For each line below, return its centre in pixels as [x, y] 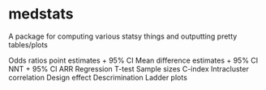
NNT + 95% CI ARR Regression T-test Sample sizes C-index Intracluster [129, 68]
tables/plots [28, 44]
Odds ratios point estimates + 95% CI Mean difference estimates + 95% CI [133, 60]
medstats [41, 14]
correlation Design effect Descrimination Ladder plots [98, 77]
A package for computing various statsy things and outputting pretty [123, 36]
